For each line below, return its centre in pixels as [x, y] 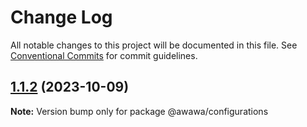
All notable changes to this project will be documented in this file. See [154, 45]
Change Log [61, 17]
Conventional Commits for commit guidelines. [104, 55]
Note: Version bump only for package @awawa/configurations [139, 111]
